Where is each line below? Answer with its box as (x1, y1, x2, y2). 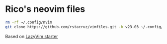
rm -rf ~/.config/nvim (5, 20, 52, 25)
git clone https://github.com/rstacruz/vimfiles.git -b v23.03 (5, 24, 139, 29)
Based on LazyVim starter (5, 33, 58, 39)
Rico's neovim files (5, 3, 85, 15)
